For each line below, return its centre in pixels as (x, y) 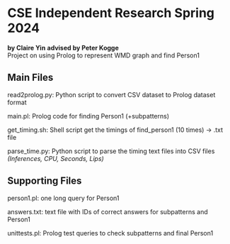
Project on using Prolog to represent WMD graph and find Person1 (104, 55)
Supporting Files (45, 181)
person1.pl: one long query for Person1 (63, 198)
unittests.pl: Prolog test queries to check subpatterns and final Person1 (110, 233)
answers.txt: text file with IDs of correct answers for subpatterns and (108, 211)
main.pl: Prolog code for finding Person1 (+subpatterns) (88, 116)
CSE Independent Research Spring (111, 13)
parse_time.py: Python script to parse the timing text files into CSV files (111, 151)
